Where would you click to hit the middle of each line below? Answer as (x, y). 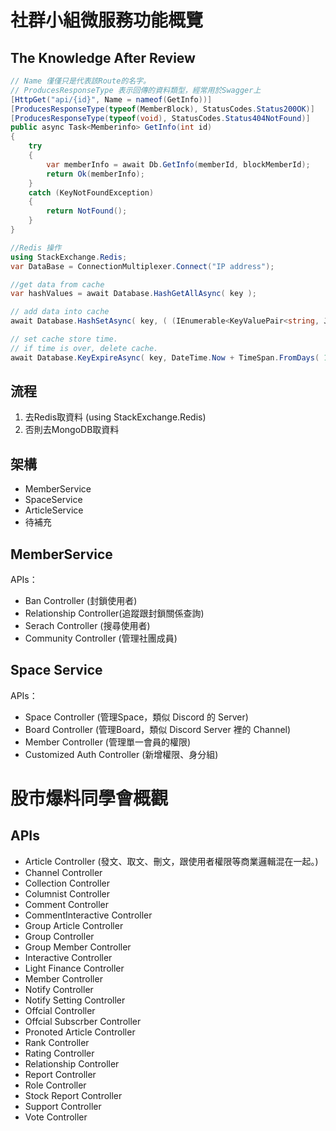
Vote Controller (56, 1117)
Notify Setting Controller (75, 1000)
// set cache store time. (64, 339)
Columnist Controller (67, 893)
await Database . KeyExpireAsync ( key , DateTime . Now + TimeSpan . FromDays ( (165, 357)
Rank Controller (57, 1042)
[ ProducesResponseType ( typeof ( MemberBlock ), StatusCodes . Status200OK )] (162, 109)
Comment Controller (67, 904)
